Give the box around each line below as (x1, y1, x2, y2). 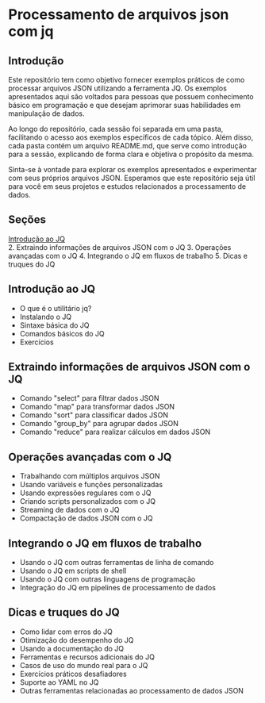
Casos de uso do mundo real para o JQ (19, 660, 148, 670)
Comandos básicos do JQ (19, 328, 105, 338)
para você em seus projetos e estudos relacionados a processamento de (8, 182, 247, 191)
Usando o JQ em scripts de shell (19, 566, 127, 576)
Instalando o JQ (19, 312, 72, 321)
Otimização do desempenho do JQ (19, 635, 134, 644)
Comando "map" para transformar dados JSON (19, 402, 175, 412)
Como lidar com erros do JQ (19, 627, 113, 636)
